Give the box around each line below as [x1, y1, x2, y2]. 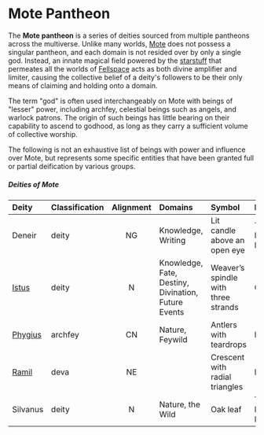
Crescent [211, 352, 245, 363]
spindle [211, 272, 238, 283]
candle [211, 225, 236, 236]
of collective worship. [8, 129, 79, 138]
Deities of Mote [8, 179, 60, 189]
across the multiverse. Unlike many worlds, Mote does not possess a [8, 39, 231, 48]
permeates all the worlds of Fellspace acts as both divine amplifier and [8, 64, 237, 73]
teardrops [211, 339, 247, 350]
